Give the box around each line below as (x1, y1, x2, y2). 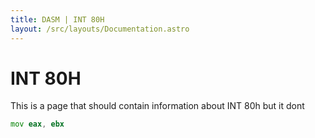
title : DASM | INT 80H (10, 14, 105, 25)
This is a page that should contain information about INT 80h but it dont (10, 100, 305, 112)
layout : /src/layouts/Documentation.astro (10, 24, 190, 34)
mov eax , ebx (10, 119, 65, 130)
